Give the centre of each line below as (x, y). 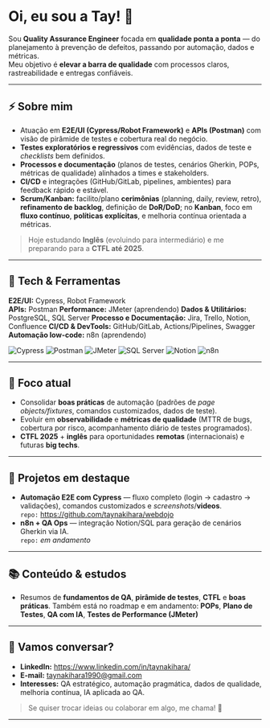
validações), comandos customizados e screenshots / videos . (121, 506)
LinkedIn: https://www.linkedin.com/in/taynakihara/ (105, 666)
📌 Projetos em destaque (69, 478)
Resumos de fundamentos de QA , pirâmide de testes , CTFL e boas (133, 597)
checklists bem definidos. (63, 155)
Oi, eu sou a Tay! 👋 (71, 16)
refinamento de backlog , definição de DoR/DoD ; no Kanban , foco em (136, 207)
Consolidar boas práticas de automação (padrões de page (117, 402)
